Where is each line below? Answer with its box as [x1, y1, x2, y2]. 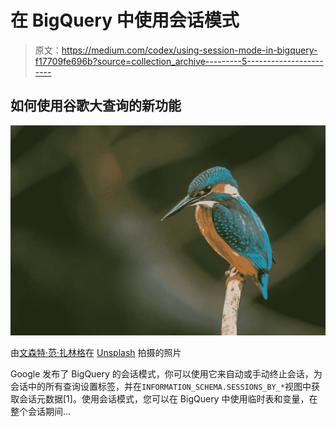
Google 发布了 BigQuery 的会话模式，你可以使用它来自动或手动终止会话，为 [10, 367, 323, 380]
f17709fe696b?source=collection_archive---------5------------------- [34, 55, 324, 67]
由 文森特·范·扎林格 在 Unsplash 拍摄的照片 [10, 346, 182, 358]
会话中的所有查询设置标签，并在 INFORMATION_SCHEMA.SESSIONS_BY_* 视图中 [10, 380, 312, 392]
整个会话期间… [10, 405, 72, 417]
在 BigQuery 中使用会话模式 [10, 9, 240, 32]
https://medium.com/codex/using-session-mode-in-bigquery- [61, 44, 318, 56]
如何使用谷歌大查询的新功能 [10, 97, 182, 115]
